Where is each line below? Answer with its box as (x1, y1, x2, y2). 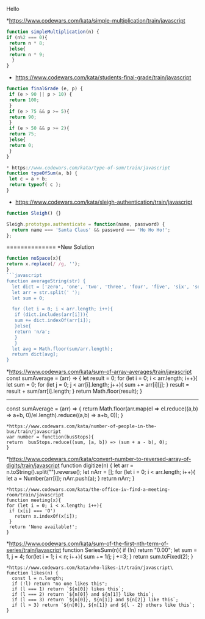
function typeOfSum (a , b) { (6, 170, 78, 176)
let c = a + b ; (9, 176, 48, 182)
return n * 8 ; (9, 40, 45, 46)
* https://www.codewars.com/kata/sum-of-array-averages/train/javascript (6, 368, 192, 376)
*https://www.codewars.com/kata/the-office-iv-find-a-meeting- (6, 487, 171, 493)
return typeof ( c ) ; (9, 182, 62, 188)
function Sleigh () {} (6, 210, 62, 216)
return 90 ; (9, 114, 37, 120)
